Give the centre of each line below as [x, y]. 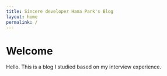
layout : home [22, 17]
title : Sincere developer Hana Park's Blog [60, 11]
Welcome [29, 51]
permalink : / [22, 22]
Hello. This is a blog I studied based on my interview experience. [84, 67]
